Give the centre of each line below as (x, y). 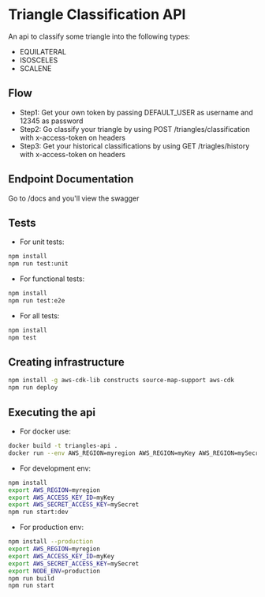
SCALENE (35, 68)
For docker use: (45, 431)
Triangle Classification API (97, 15)
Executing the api (52, 412)
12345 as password (51, 121)
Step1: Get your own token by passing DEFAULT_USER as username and (136, 112)
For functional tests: (52, 279)
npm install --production (50, 542)
